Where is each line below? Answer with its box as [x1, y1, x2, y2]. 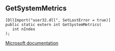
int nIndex [12, 27, 36, 32]
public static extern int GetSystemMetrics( [5, 22, 102, 27]
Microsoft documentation [5, 40, 59, 46]
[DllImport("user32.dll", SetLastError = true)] [5, 17, 111, 22]
